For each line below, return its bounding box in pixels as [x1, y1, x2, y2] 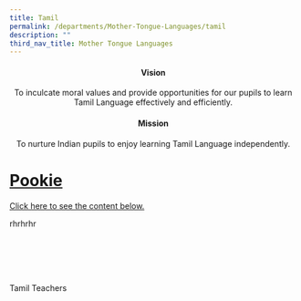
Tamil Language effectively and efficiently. [73, 97, 234, 108]
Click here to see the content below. [9, 200, 145, 211]
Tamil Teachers [9, 282, 67, 293]
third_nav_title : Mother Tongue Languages [9, 38, 173, 48]
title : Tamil [9, 13, 59, 23]
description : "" [9, 30, 71, 39]
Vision [140, 67, 166, 78]
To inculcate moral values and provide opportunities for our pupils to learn [14, 88, 293, 99]
